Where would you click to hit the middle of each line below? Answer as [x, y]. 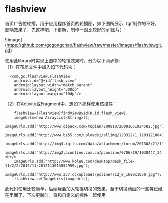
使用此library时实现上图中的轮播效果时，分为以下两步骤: [63, 60]
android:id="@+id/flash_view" [46, 81]
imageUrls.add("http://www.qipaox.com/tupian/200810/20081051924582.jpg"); [86, 126]
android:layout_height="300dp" [47, 89]
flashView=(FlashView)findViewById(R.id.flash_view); [71, 113]
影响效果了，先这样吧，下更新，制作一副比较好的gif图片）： [66, 30]
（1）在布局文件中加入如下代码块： [41, 67]
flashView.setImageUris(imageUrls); [52, 179]
